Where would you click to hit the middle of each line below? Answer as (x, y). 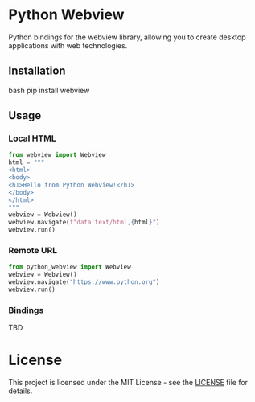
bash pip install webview (49, 90)
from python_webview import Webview (70, 267)
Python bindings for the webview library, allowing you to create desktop (127, 37)
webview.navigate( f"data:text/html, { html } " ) (84, 223)
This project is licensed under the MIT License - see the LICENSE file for (128, 383)
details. (21, 391)
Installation (37, 71)
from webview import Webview (57, 155)
